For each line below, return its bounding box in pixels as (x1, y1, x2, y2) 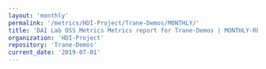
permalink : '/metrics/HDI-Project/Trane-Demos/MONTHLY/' (8, 19, 200, 27)
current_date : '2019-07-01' (8, 48, 101, 56)
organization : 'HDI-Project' (8, 33, 104, 42)
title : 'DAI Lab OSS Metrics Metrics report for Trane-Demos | (8, 26, 222, 34)
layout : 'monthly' (8, 11, 69, 20)
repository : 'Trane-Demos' (8, 41, 97, 49)
